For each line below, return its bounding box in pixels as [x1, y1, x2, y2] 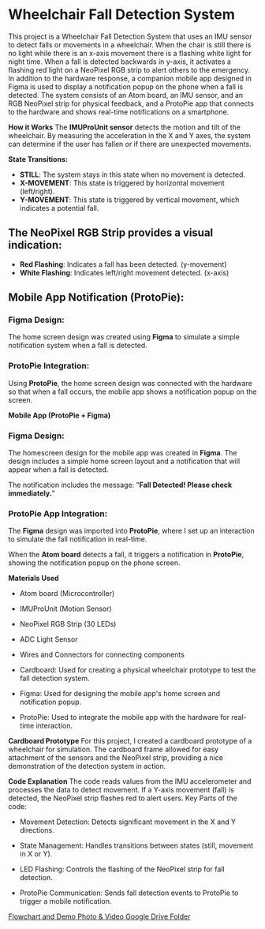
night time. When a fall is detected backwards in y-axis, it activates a [8, 57, 231, 66]
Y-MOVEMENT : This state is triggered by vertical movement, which [19, 195, 240, 204]
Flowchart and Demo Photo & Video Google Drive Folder [8, 912, 191, 921]
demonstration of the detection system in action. [8, 762, 166, 771]
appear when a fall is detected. [8, 465, 109, 474]
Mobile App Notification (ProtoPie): [8, 290, 185, 305]
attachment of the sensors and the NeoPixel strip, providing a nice [8, 753, 223, 762]
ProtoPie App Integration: [8, 508, 108, 519]
